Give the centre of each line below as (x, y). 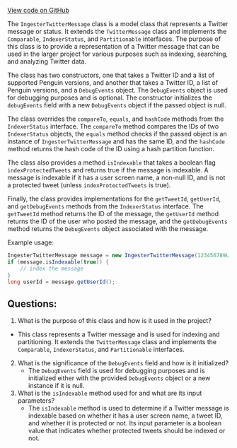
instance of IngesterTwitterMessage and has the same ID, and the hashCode (116, 141)
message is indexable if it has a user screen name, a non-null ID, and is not (116, 177)
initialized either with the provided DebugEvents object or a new (119, 378)
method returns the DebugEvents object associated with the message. (108, 229)
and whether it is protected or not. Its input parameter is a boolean (125, 423)
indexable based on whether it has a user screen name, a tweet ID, (125, 415)
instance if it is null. (56, 386)
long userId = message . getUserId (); (61, 282)
